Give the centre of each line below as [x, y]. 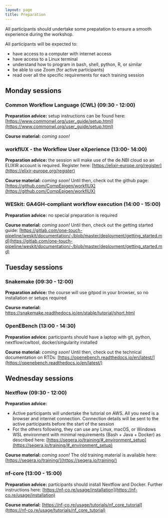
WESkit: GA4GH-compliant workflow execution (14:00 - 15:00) [83, 204]
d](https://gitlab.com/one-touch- [39, 241]
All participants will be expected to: [41, 44]
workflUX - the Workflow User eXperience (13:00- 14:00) [76, 150]
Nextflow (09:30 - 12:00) [36, 393]
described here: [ [30, 440]
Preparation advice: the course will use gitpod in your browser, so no [77, 293]
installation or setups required [36, 298]
